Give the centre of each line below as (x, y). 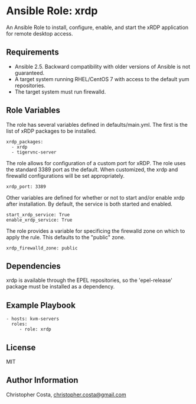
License (21, 347)
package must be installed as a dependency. (61, 287)
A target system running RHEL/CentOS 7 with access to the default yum (102, 79)
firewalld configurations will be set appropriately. (66, 175)
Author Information (42, 380)
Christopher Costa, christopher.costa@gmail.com (66, 395)
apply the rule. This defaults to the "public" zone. (66, 237)
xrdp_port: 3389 (26, 187)
